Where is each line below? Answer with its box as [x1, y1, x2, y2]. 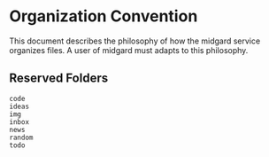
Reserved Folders [9, 71, 109, 86]
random [9, 133, 34, 142]
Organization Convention [9, 6, 198, 27]
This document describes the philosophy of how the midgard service [9, 35, 261, 46]
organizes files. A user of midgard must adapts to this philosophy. [9, 44, 249, 55]
